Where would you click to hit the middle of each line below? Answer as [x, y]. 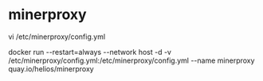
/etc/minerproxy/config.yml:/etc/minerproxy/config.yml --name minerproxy [131, 60]
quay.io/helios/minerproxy [51, 68]
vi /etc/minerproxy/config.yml [57, 37]
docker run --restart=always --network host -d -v [90, 52]
